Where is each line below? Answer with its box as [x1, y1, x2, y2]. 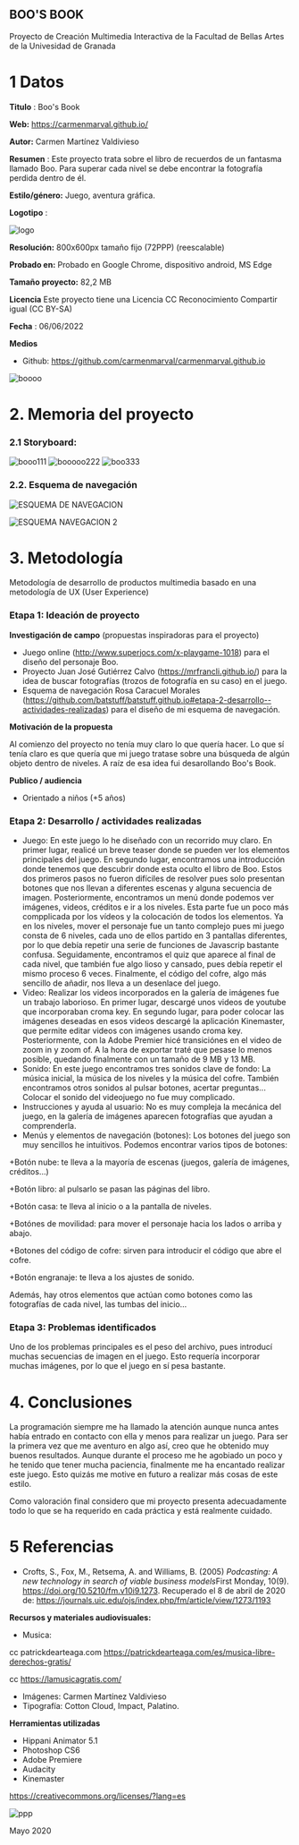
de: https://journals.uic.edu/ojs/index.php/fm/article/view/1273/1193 [21, 1595, 271, 1606]
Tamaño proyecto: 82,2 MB [9, 277, 112, 287]
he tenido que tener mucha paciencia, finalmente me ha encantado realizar [9, 1459, 286, 1471]
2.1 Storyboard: [9, 436, 78, 448]
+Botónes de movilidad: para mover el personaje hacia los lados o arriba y [9, 1218, 283, 1229]
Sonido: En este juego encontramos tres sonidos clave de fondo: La [21, 1063, 271, 1074]
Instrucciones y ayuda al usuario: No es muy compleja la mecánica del [21, 1101, 282, 1113]
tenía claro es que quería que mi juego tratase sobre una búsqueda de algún [9, 747, 290, 759]
